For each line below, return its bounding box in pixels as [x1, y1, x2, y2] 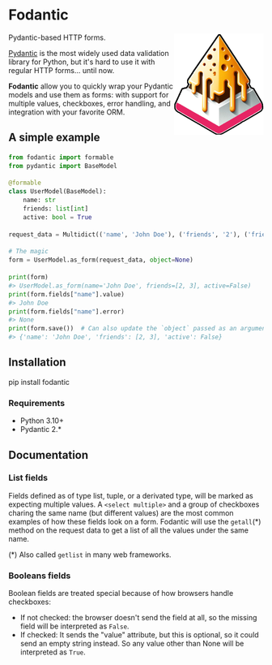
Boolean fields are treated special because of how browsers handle [8, 589, 234, 598]
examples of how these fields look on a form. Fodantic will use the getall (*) [8, 516, 261, 526]
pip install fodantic [8, 377, 70, 386]
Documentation [8, 448, 89, 462]
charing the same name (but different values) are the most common [8, 507, 234, 517]
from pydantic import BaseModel [8, 162, 117, 170]
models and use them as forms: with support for [8, 89, 169, 99]
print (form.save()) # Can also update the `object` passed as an [8, 325, 237, 333]
